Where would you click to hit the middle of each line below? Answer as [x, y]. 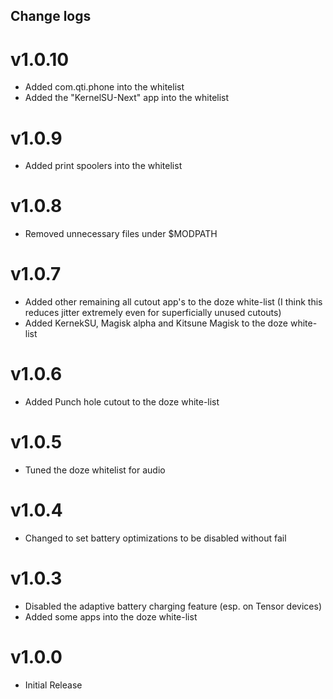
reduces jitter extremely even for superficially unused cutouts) [153, 313]
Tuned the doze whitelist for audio [95, 470]
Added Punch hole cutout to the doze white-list [122, 402]
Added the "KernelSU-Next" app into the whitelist [127, 98]
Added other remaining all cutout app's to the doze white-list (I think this [173, 302]
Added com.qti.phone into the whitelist [104, 87]
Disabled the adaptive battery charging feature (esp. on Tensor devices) [173, 606]
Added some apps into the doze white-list [111, 616]
